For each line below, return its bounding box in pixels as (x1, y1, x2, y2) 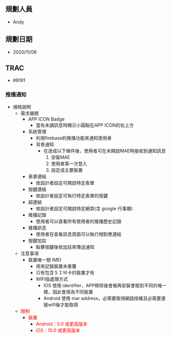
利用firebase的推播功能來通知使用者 (35, 135, 112, 141)
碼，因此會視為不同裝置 (43, 289, 93, 295)
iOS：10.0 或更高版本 (35, 327, 81, 333)
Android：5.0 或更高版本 (35, 321, 88, 327)
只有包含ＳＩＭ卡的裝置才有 (35, 269, 95, 275)
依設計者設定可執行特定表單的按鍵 (35, 192, 108, 198)
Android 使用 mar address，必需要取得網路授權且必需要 (43, 295, 162, 301)
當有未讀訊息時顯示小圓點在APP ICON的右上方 (35, 122, 134, 128)
